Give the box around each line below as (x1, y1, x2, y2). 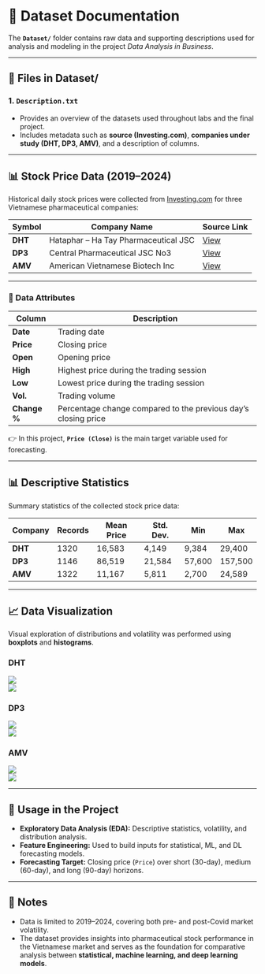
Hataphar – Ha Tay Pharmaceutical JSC (48, 235, 195, 246)
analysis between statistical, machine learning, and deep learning (19, 950, 238, 960)
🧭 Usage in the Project (8, 803, 119, 816)
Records (57, 524, 89, 535)
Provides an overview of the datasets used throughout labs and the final (19, 113, 254, 123)
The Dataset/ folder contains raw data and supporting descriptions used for (8, 33, 255, 43)
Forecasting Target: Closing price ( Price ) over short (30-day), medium (19, 857, 252, 867)
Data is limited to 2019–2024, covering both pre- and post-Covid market (19, 916, 254, 926)
